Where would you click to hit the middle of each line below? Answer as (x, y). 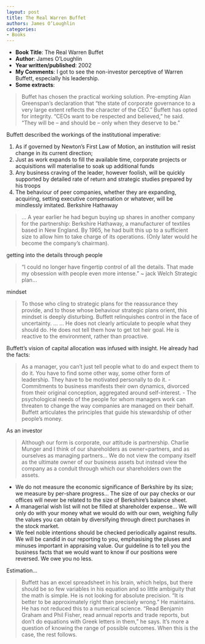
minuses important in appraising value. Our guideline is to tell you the (102, 546)
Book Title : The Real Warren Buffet (59, 52)
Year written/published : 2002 (53, 66)
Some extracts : (35, 85)
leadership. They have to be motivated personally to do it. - (96, 380)
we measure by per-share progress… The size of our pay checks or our (105, 494)
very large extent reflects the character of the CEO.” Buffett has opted (109, 110)
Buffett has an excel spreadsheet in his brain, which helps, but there (107, 583)
